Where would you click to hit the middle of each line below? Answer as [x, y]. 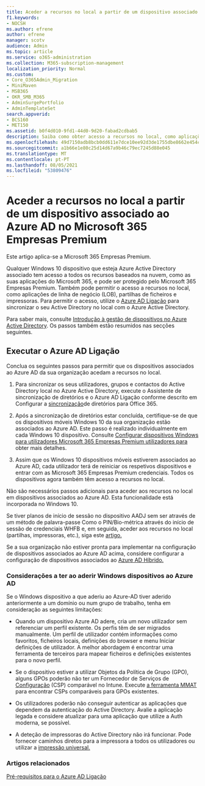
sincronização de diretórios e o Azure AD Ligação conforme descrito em [106, 397]
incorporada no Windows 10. [42, 504]
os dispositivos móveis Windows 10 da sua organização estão [93, 422]
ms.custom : [20, 74]
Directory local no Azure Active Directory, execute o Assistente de [98, 390]
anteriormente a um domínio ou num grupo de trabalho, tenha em [88, 603]
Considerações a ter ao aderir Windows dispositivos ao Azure [100, 576]
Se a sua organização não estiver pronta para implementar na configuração [101, 547]
